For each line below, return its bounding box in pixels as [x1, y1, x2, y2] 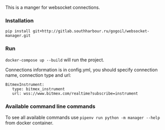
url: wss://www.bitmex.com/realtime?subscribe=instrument [12, 91, 138, 96]
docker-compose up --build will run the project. [5, 56, 105, 63]
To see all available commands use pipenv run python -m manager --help [5, 114, 160, 120]
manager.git [5, 33, 31, 38]
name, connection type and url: [5, 72, 72, 78]
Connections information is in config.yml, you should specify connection [5, 67, 158, 73]
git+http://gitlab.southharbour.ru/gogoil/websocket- [32, 29, 150, 34]
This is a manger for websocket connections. [5, 5, 101, 10]
